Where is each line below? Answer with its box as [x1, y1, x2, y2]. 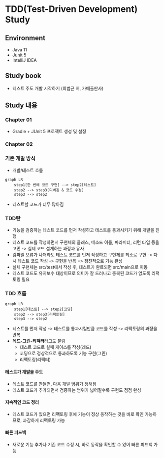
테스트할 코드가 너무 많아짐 [12, 201, 64, 207]
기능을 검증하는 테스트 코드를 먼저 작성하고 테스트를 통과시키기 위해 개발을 [12, 227, 155, 233]
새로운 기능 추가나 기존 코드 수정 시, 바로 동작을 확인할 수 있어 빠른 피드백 [12, 441, 153, 447]
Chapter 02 [5, 141, 33, 148]
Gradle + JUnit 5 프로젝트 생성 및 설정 [12, 128, 87, 134]
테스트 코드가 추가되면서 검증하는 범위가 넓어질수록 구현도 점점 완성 [12, 387, 141, 393]
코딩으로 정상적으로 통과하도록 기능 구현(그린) [19, 350, 107, 357]
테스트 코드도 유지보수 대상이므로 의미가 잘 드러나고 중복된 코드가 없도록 [12, 271, 151, 276]
